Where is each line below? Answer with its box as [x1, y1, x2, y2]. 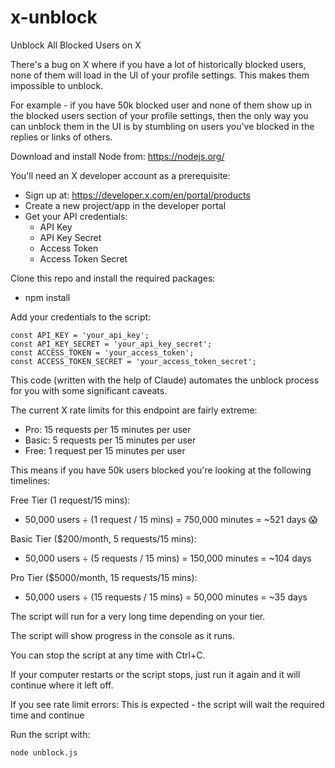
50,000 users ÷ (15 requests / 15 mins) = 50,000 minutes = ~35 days [24, 591, 308, 603]
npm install [24, 291, 71, 303]
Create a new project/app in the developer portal [24, 199, 227, 211]
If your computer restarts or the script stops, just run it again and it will [10, 668, 301, 680]
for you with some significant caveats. [10, 384, 168, 396]
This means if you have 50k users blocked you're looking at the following [10, 464, 312, 476]
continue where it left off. [10, 679, 114, 691]
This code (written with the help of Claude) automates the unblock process [10, 374, 320, 386]
